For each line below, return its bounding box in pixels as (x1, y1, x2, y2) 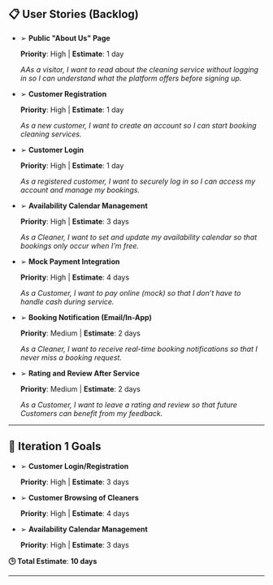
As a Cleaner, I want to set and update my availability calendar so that (19, 232, 258, 242)
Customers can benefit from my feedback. (19, 408, 163, 418)
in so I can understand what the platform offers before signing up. (19, 73, 242, 83)
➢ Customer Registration (19, 89, 107, 98)
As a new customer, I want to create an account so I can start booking (19, 120, 258, 130)
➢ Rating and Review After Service (19, 368, 141, 378)
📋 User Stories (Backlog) (8, 7, 140, 21)
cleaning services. (19, 129, 82, 139)
